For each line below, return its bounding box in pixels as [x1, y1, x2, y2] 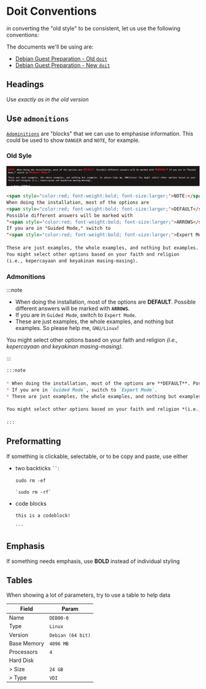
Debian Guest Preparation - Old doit [15, 55, 107, 62]
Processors [9, 648, 38, 656]
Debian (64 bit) [49, 632, 91, 639]
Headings [6, 79, 44, 90]
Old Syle [6, 152, 32, 160]
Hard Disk [9, 656, 34, 664]
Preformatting [6, 436, 61, 447]
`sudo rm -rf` [15, 489, 51, 495]
